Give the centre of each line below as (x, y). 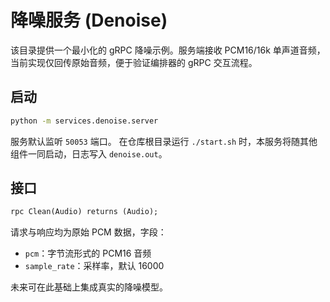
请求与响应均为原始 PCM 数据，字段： (88, 232)
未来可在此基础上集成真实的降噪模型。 (89, 287)
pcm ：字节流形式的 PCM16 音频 (88, 253)
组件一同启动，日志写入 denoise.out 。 (89, 153)
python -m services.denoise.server (84, 121)
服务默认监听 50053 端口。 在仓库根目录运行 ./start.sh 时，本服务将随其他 (164, 141)
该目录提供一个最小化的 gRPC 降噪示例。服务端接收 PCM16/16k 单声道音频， (168, 50)
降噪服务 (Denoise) (89, 20)
